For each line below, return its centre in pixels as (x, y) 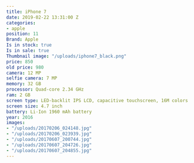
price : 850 (20, 61)
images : (16, 123)
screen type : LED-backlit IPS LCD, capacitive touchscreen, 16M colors (97, 100)
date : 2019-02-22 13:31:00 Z (42, 17)
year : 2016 (20, 117)
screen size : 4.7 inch (34, 106)
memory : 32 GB (24, 84)
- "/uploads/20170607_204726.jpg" (49, 145)
